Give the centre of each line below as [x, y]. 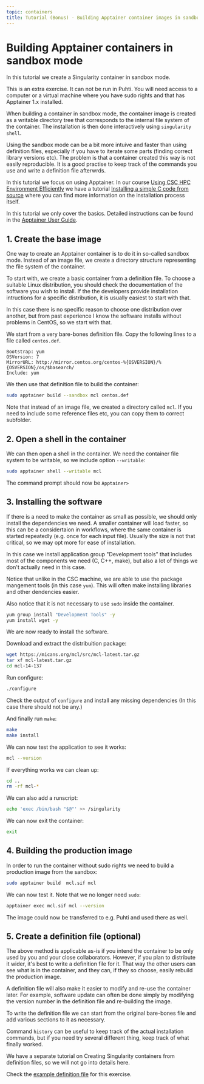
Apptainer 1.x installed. [35, 102]
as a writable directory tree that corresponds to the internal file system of [98, 120]
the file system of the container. [46, 267]
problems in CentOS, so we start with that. [59, 322]
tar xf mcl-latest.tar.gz [39, 660]
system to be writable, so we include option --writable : [76, 460]
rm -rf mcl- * [23, 786]
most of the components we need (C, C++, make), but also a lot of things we [102, 561]
